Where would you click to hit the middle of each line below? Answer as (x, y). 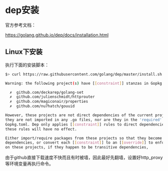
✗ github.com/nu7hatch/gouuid (42, 106)
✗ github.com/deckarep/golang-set (47, 92)
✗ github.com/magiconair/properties (49, 102)
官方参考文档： (20, 25)
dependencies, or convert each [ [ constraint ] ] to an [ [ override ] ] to (79, 143)
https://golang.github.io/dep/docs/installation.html (57, 35)
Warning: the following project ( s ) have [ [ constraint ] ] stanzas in (77, 83)
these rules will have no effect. (41, 129)
